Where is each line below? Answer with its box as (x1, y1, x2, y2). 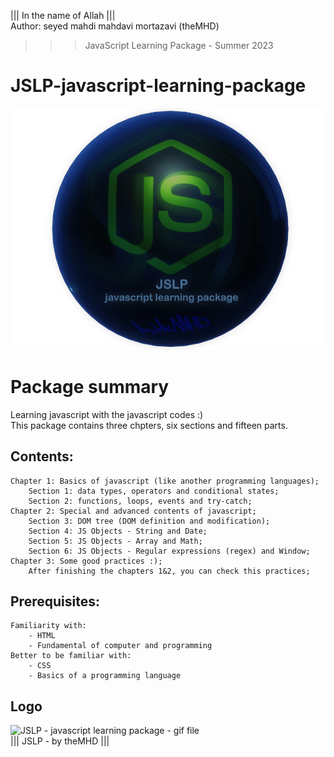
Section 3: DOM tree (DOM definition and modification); (28, 516, 271, 526)
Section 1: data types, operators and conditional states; (28, 486, 280, 496)
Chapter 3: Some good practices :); (10, 556, 163, 566)
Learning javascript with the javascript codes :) (10, 408, 204, 420)
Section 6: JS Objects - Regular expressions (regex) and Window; (28, 546, 311, 556)
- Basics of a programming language (28, 671, 182, 681)
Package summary (10, 376, 170, 399)
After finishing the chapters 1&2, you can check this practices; (28, 566, 311, 576)
